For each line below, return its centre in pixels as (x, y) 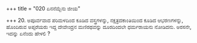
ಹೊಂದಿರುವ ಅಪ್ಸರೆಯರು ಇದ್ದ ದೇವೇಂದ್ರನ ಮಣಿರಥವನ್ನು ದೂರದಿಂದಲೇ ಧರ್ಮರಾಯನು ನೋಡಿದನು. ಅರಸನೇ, (99, 27)
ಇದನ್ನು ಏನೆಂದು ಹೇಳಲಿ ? (28, 34)
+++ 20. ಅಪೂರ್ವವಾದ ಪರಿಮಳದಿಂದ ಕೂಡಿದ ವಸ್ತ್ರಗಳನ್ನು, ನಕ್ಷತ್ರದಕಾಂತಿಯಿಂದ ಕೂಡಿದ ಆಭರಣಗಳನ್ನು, (95, 20)
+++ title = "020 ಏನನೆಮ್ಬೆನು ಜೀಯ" (43, 9)
